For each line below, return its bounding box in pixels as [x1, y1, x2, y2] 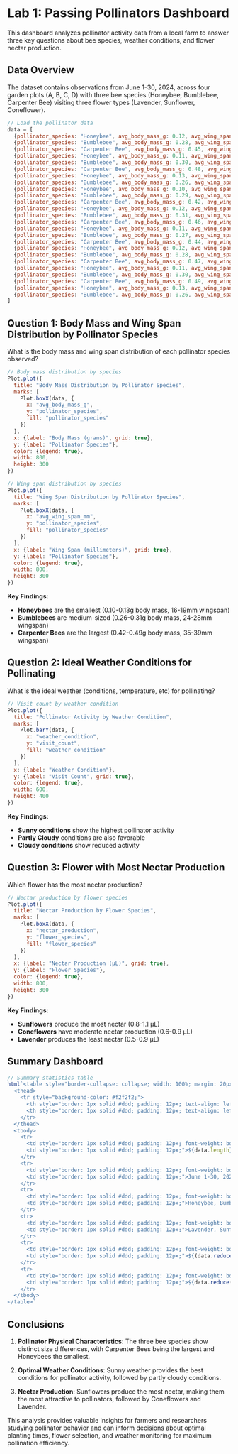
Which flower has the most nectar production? [7, 880, 143, 889]
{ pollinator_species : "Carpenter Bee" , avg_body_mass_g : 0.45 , [13, 146, 204, 153]
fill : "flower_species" [25, 940, 97, 947]
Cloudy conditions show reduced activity [17, 841, 140, 849]
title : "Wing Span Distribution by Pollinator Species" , [13, 493, 186, 501]
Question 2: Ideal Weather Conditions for [7, 657, 193, 669]
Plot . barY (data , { [20, 726, 74, 734]
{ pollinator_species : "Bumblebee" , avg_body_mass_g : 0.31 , [13, 212, 192, 219]
